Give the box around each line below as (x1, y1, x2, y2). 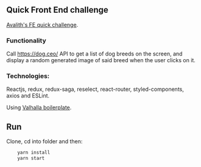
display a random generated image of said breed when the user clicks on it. (6, 57, 196, 64)
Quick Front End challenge (6, 5, 108, 15)
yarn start (17, 155, 45, 162)
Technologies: (6, 72, 50, 80)
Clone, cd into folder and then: (6, 138, 83, 145)
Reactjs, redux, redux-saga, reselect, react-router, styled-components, (6, 85, 184, 93)
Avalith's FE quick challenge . (6, 21, 79, 28)
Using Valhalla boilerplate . (6, 104, 72, 112)
